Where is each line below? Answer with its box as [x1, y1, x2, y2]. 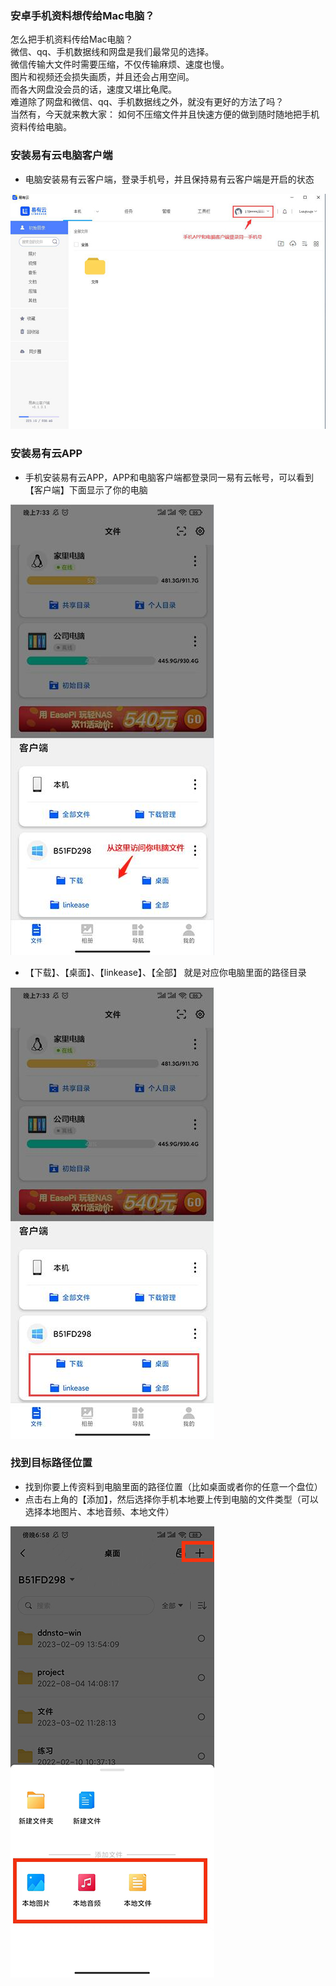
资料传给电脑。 [10, 121, 72, 133]
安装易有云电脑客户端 [10, 148, 113, 162]
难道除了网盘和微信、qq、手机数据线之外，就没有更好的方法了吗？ [10, 96, 285, 108]
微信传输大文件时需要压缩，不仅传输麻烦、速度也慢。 [10, 58, 230, 71]
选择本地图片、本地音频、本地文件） [24, 1505, 175, 1517]
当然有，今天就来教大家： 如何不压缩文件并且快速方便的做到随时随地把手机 [10, 108, 320, 121]
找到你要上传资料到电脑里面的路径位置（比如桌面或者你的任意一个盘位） [24, 1480, 323, 1492]
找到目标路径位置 [10, 1456, 93, 1470]
